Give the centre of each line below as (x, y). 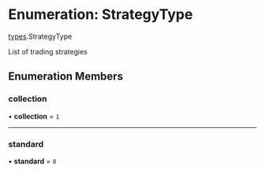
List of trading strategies (48, 51)
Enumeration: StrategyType (101, 15)
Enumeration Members (66, 77)
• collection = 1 (34, 116)
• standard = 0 (32, 161)
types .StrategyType (40, 36)
